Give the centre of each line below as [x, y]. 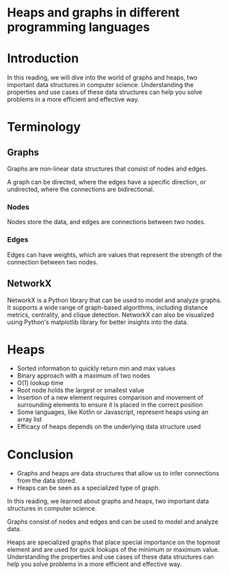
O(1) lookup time [40, 383]
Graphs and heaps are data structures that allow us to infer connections [118, 474]
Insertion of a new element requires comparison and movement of [110, 397]
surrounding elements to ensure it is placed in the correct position [110, 405]
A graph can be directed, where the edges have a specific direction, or [107, 182]
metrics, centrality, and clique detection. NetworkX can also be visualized [110, 315]
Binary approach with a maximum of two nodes [83, 376]
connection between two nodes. [53, 262]
